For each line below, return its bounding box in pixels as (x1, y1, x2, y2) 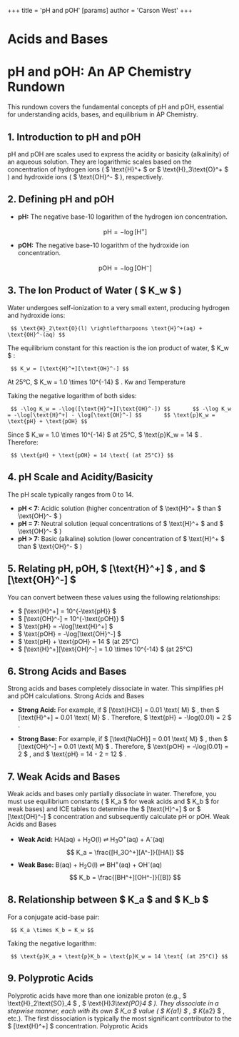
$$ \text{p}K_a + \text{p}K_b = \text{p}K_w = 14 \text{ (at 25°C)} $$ (10, 953, 228, 960)
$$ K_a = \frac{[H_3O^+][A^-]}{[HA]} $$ (66, 848, 184, 856)
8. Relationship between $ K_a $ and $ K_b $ (7, 893, 209, 906)
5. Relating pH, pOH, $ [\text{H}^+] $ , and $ (7, 562, 205, 575)
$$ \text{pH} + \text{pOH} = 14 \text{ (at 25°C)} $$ (10, 452, 174, 459)
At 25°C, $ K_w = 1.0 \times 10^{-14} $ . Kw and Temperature (7, 377, 186, 386)
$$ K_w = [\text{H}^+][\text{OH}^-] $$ (10, 364, 130, 372)
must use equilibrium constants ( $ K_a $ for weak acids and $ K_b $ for (7, 797, 220, 806)
